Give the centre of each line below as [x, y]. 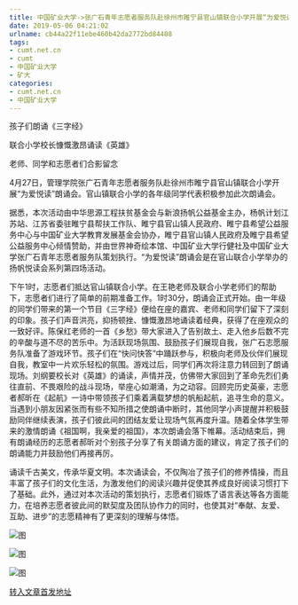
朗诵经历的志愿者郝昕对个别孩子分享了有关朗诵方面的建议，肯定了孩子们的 [153, 442]
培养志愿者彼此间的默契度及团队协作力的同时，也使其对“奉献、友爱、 [159, 506]
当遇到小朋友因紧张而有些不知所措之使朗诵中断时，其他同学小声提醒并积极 [145, 409]
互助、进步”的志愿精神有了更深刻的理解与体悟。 [97, 516]
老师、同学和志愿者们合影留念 [63, 164]
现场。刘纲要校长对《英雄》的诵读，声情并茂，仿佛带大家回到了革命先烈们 [145, 376]
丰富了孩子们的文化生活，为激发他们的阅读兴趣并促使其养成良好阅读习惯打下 [149, 483]
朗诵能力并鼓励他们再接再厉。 [63, 453]
